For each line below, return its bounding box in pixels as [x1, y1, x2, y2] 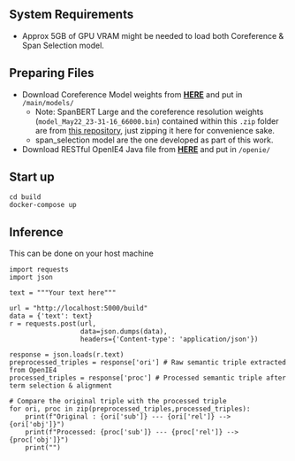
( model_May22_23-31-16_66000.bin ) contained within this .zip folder [34, 115, 280, 127]
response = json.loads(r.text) [9, 350, 125, 359]
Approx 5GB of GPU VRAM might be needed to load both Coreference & [21, 30, 284, 41]
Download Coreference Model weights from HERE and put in [21, 88, 243, 100]
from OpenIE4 [9, 366, 57, 375]
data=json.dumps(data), [79, 327, 168, 336]
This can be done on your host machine [9, 248, 155, 259]
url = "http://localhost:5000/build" [9, 304, 148, 313]
